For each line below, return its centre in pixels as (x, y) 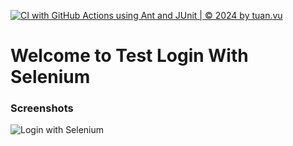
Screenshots (42, 108)
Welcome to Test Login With (129, 56)
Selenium (50, 77)
